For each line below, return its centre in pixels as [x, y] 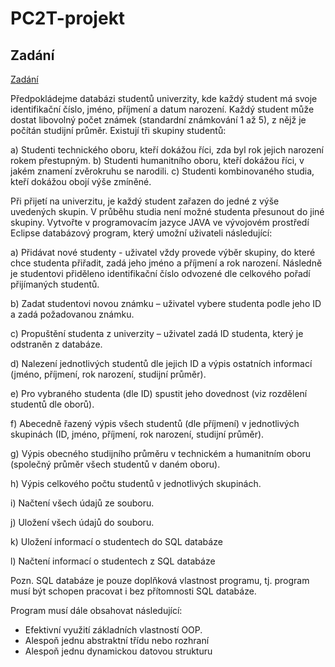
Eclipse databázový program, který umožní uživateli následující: [141, 233]
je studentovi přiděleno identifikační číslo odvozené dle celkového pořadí [160, 273]
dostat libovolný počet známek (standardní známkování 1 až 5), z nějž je [158, 120]
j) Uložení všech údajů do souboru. [82, 522]
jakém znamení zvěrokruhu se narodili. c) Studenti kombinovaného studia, [162, 171]
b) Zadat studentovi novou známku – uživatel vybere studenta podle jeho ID [166, 303]
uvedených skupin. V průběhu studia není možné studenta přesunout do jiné [167, 211]
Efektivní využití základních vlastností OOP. [113, 630]
